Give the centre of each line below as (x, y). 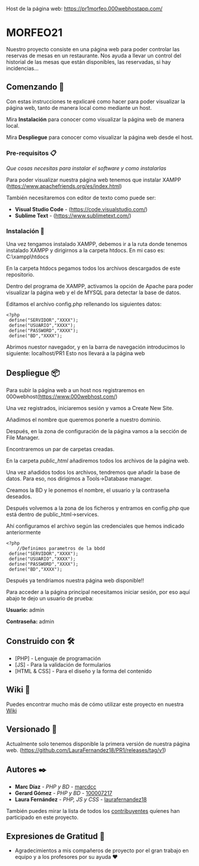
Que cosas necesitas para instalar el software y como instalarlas (86, 168)
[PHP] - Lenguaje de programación (58, 658)
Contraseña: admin (30, 622)
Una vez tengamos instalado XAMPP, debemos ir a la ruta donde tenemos (97, 244)
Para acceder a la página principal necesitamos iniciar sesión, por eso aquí (98, 592)
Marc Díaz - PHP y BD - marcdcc (55, 787)
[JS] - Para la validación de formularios (63, 664)
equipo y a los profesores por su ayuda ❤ (66, 857)
